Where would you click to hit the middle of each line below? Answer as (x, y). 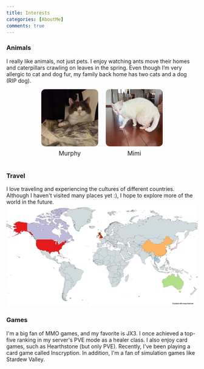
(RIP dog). (19, 81)
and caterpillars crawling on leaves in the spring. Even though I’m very (94, 68)
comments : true (25, 26)
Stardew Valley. (26, 359)
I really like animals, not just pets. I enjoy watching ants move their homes (98, 61)
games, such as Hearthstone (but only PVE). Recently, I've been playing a (98, 346)
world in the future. (30, 202)
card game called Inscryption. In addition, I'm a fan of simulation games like (101, 353)
